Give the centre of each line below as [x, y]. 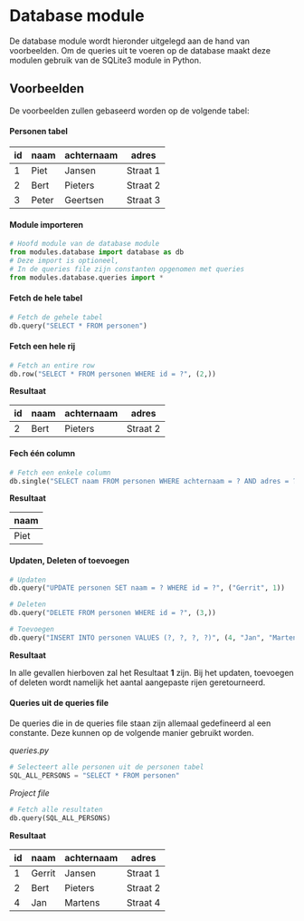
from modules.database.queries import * [87, 278]
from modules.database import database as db [96, 252]
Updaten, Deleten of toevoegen [69, 560]
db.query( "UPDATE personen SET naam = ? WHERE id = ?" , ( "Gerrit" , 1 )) [147, 588]
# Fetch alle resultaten [56, 809]
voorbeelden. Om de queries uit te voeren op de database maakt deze [140, 50]
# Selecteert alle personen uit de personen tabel [107, 768]
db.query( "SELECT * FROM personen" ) [78, 326]
